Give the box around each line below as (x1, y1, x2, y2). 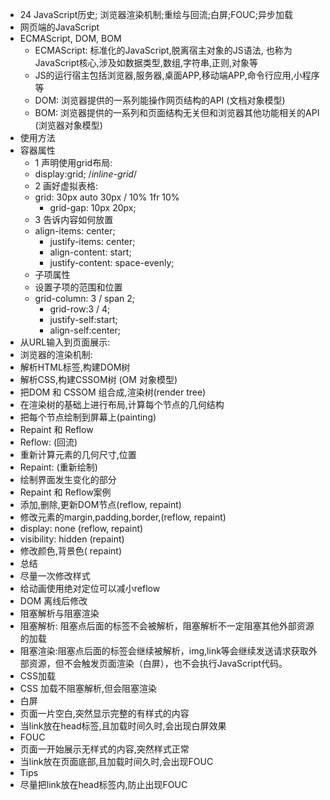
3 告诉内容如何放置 (34, 214, 114, 225)
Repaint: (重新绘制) (19, 461, 98, 473)
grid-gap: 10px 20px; (49, 202, 137, 213)
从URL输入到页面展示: (19, 336, 111, 348)
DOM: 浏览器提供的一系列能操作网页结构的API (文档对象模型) (34, 94, 286, 106)
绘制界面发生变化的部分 (19, 474, 117, 485)
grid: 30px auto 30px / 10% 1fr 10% (34, 191, 180, 203)
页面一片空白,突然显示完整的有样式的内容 (19, 708, 190, 719)
